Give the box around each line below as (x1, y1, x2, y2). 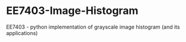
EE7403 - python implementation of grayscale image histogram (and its (6, 23, 180, 30)
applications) (6, 29, 38, 36)
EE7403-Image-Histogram (6, 4, 139, 17)
